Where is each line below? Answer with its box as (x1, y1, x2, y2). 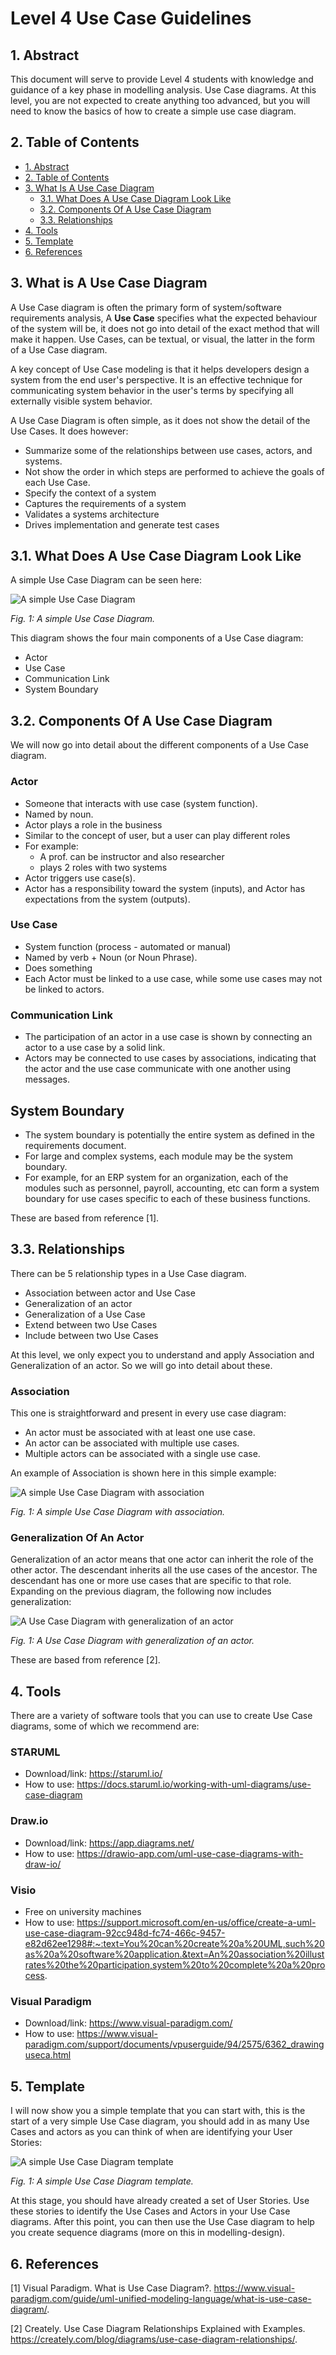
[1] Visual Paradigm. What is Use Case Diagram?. (10, 2282, 212, 2294)
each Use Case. (24, 476, 91, 488)
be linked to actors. (24, 983, 105, 995)
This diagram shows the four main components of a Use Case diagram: (10, 632, 304, 644)
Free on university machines (24, 1906, 142, 1918)
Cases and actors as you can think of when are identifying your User (10, 2126, 293, 2138)
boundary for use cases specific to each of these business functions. (24, 1192, 311, 1204)
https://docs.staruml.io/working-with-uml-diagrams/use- (76, 1778, 312, 1791)
